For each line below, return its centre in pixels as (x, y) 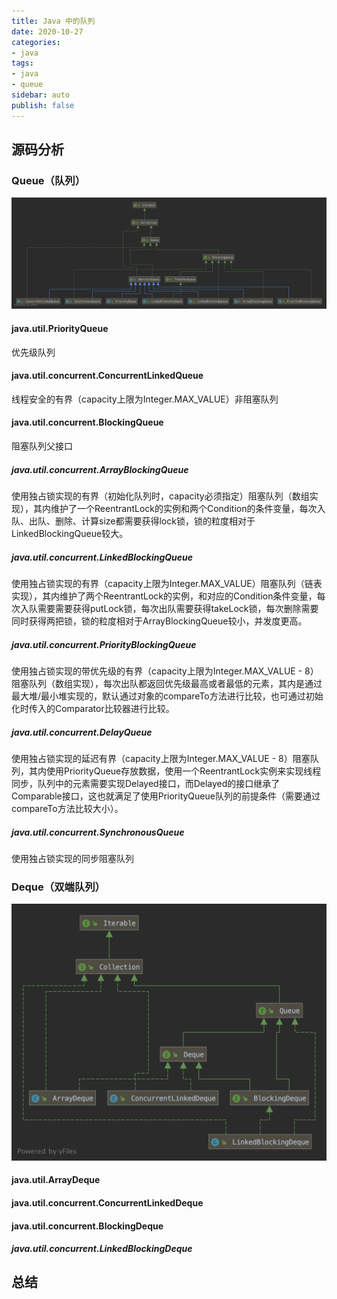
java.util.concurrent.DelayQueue (82, 732)
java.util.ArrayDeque (56, 1180)
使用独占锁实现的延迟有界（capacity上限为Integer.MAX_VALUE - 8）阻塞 (161, 758)
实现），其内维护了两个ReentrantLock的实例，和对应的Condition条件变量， (164, 596)
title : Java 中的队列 (53, 21)
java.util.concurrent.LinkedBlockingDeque (102, 1249)
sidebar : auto (41, 95)
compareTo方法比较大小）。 (67, 808)
